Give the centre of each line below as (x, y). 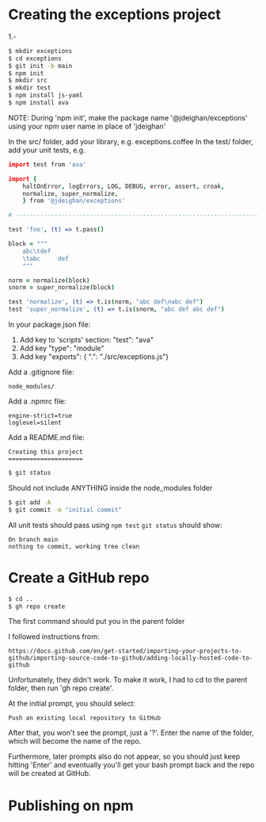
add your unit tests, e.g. (47, 150)
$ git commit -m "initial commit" (65, 510)
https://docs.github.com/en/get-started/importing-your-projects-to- (125, 652)
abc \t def (37, 251)
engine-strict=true (40, 416)
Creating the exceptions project (115, 15)
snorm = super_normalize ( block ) (61, 288)
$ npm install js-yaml (46, 96)
